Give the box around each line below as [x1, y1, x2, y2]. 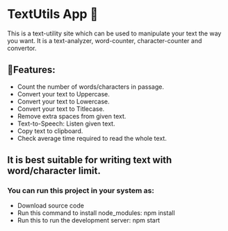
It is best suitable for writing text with [7, 154, 172, 166]
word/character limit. [7, 165, 101, 177]
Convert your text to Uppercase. [17, 89, 110, 98]
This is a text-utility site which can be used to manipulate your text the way [7, 29, 222, 37]
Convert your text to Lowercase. [17, 97, 110, 105]
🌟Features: [7, 64, 56, 76]
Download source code [17, 201, 85, 210]
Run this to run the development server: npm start [17, 216, 161, 225]
